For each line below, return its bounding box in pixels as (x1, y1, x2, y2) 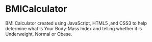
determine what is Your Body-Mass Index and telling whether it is (5, 25, 142, 31)
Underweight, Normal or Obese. (5, 31, 72, 37)
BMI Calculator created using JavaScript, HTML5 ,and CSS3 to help (5, 20, 147, 26)
